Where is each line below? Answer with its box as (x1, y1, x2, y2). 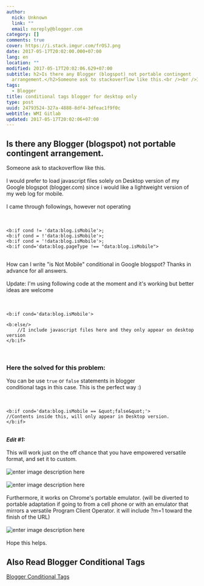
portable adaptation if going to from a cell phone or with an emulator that (6, 500, 189, 508)
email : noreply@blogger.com (12, 26, 83, 32)
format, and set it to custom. (6, 455, 77, 463)
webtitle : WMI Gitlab (6, 111, 61, 117)
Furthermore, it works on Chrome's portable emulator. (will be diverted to (6, 494, 189, 502)
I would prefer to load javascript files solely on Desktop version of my (6, 177, 180, 185)
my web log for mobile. (6, 190, 64, 197)
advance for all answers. (6, 267, 68, 274)
